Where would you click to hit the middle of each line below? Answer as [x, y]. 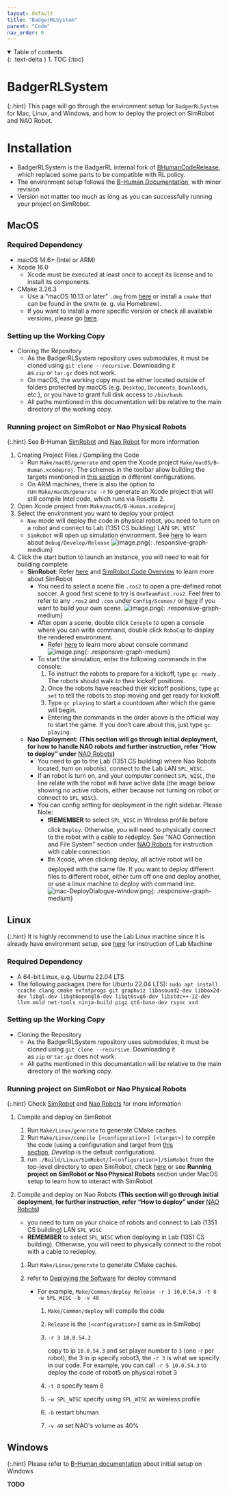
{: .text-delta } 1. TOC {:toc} [45, 60]
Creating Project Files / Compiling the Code [78, 455]
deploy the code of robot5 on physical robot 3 [112, 1373]
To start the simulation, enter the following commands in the [122, 659]
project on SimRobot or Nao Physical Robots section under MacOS [123, 1174]
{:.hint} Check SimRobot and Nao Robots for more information [94, 1104]
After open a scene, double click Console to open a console [121, 623]
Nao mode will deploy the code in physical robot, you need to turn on [123, 521]
